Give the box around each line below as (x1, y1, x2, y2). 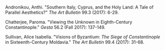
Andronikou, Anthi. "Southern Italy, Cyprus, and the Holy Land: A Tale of (5, 4, 154, 10)
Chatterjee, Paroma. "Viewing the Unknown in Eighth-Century (5, 19, 132, 25)
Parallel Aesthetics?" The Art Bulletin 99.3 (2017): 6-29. (5, 9, 119, 15)
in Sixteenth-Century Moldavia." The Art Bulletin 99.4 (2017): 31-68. (5, 39, 144, 45)
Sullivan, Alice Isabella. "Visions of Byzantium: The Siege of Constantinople (5, 34, 160, 40)
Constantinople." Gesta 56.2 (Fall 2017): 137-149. (5, 24, 106, 30)
